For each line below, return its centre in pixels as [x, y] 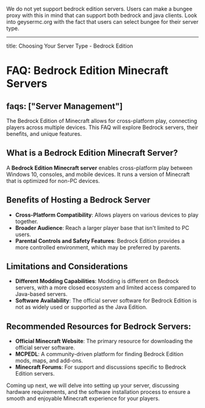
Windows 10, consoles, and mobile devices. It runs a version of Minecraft [98, 174]
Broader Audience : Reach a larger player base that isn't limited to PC [102, 228]
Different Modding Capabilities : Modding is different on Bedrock [97, 281]
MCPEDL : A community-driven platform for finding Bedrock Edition [99, 354]
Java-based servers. [41, 294]
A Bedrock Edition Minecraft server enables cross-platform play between [99, 168]
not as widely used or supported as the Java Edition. [81, 307]
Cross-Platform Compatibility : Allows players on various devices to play [107, 215]
